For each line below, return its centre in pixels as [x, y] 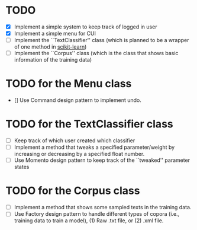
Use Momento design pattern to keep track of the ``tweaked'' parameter [102, 160]
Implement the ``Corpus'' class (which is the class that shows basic [96, 53]
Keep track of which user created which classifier [75, 140]
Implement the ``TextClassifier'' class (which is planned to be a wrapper [101, 40]
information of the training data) [53, 60]
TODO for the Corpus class [73, 191]
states [22, 167]
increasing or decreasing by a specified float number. [79, 154]
